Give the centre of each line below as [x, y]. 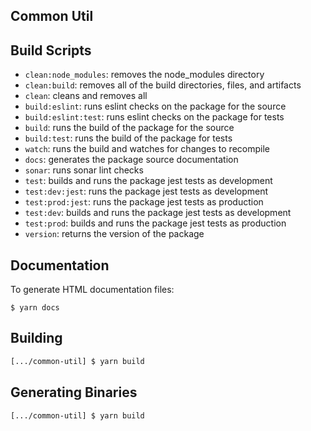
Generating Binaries [74, 392]
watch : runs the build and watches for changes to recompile [147, 149]
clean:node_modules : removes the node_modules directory [144, 75]
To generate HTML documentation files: [92, 290]
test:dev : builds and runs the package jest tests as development [158, 213]
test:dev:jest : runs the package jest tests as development [146, 191]
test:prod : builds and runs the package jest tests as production [155, 223]
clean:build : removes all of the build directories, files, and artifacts [163, 85]
